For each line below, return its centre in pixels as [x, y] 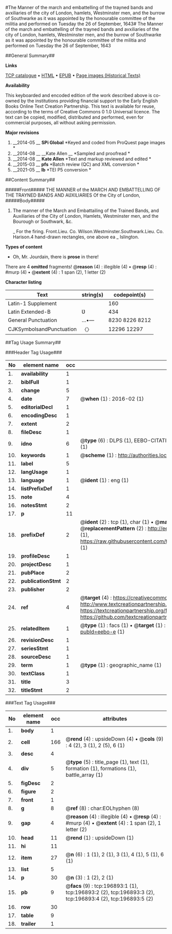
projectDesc [36, 564]
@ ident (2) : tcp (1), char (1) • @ [120, 522]
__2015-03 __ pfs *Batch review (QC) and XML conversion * [76, 164]
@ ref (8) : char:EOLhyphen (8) [103, 808]
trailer [29, 924]
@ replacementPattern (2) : [113, 528]
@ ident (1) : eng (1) [104, 480]
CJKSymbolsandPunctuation [42, 329]
